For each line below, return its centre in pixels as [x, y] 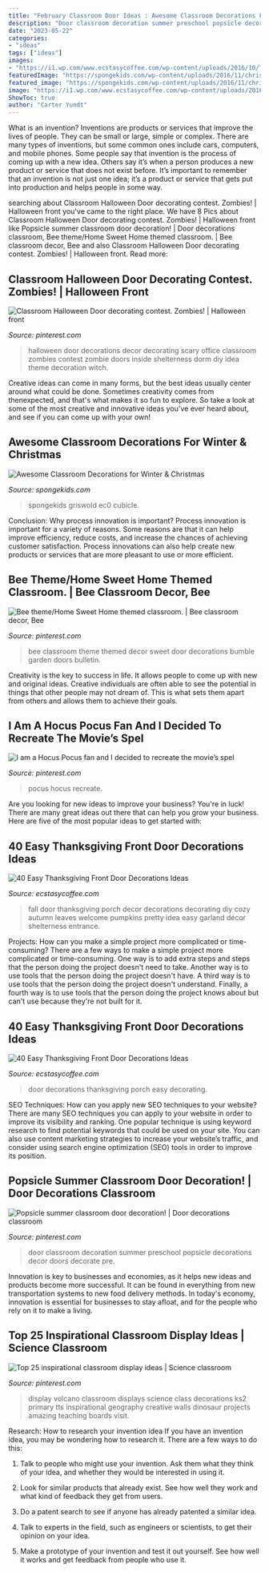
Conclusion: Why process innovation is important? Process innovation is [127, 521]
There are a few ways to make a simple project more [137, 951]
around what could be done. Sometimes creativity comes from [111, 391]
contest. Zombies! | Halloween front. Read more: [88, 254]
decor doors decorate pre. [71, 1260]
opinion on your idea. [55, 1535]
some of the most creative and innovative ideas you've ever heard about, [129, 408]
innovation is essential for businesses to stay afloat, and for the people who [133, 1301]
